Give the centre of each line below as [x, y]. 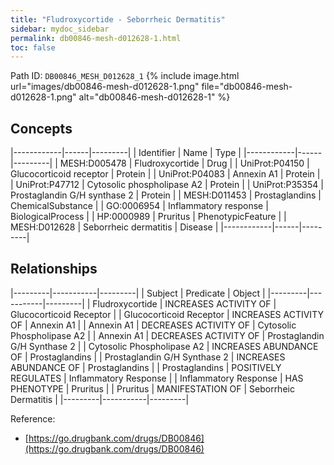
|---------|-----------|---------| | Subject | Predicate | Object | [138, 293]
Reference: [33, 418]
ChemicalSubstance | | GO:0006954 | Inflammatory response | [139, 206]
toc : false [33, 47]
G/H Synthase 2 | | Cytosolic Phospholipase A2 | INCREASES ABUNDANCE [164, 346]
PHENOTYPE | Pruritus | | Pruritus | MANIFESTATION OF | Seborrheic [152, 388]
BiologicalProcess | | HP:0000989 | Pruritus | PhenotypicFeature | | [148, 217]
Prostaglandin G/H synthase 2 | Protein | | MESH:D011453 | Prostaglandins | [166, 195]
